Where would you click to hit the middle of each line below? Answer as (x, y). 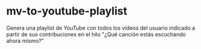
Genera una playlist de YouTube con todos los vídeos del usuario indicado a (101, 28)
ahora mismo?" (25, 41)
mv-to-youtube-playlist (67, 11)
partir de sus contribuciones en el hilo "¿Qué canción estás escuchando (96, 34)
